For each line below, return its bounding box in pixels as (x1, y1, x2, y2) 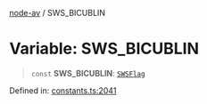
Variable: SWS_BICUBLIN (9, 39, 199, 59)
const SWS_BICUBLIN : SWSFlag (30, 68, 145, 78)
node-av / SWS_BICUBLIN (9, 8, 105, 18)
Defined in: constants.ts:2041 (9, 84, 117, 96)
